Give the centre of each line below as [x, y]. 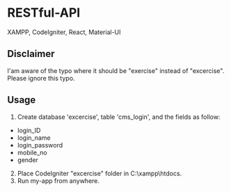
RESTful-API [44, 13]
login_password [40, 145]
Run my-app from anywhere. [58, 181]
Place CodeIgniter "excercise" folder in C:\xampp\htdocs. [99, 173]
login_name [34, 138]
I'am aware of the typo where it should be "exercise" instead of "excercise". [116, 70]
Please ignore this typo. [41, 78]
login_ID [29, 130]
